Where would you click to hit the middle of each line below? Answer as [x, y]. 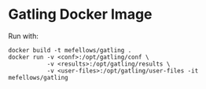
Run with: [24, 36]
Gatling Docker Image [80, 14]
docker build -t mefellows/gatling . [70, 50]
